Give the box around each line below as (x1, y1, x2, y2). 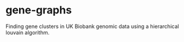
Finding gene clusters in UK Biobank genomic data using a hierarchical (5, 23, 179, 30)
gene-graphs (5, 3, 72, 17)
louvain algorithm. (5, 29, 50, 36)
